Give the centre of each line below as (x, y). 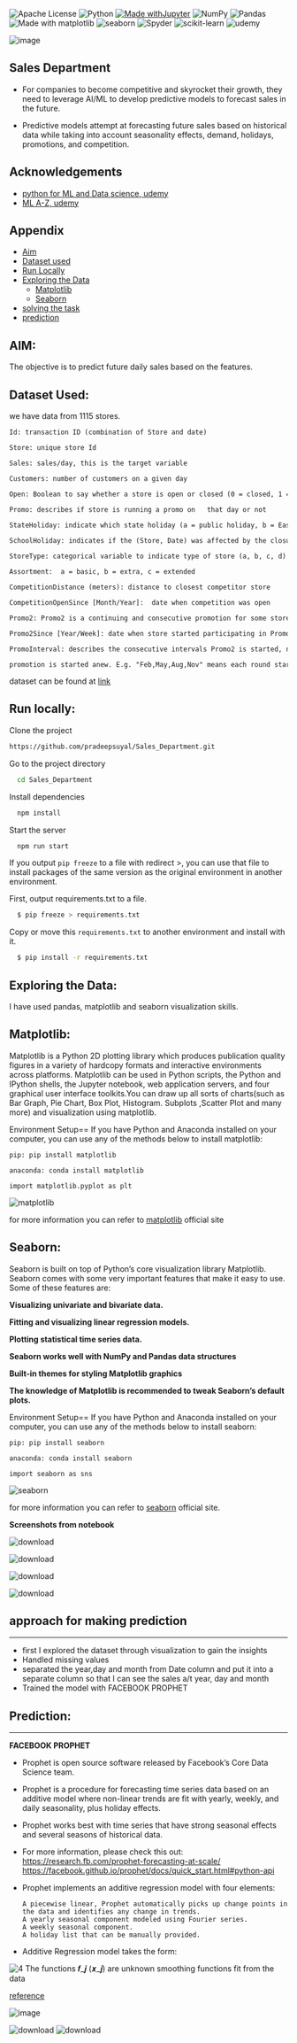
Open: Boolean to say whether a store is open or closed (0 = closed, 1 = (150, 495)
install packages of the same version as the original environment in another (146, 872)
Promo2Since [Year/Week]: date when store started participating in (138, 634)
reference (27, 1996)
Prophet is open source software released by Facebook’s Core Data (145, 1763)
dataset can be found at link (60, 681)
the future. (41, 108)
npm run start (43, 846)
